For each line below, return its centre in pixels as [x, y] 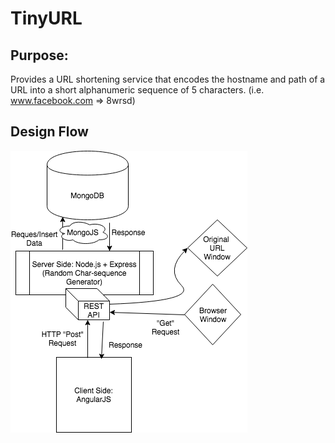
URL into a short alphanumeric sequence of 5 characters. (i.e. [137, 90]
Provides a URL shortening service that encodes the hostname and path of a [168, 79]
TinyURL [46, 18]
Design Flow [49, 132]
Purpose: [39, 55]
